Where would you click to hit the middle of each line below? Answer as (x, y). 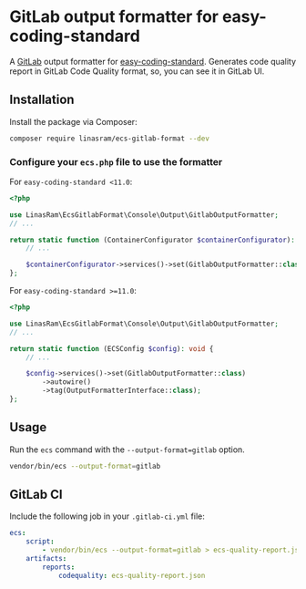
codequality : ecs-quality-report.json (132, 575)
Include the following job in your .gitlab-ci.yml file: (107, 516)
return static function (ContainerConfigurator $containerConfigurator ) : (153, 240)
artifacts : (46, 559)
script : (40, 542)
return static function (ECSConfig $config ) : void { (112, 348)
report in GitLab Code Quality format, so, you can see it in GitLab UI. (137, 71)
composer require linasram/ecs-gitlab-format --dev (109, 139)
